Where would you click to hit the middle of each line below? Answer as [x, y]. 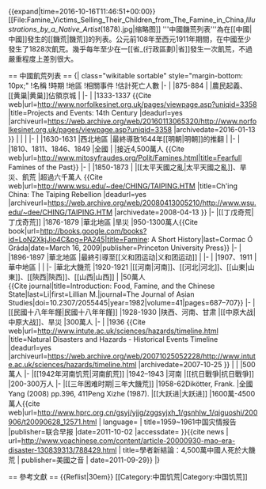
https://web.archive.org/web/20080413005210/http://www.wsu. [152, 203]
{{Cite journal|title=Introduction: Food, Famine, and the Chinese [112, 286]
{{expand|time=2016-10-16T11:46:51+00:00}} [82, 11]
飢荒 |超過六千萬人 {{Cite [62, 177]
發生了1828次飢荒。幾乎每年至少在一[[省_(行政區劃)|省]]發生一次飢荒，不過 [131, 49]
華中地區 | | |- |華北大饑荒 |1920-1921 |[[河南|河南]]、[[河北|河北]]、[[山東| [128, 267]
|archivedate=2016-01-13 [215, 129]
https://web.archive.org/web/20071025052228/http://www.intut [151, 356]
